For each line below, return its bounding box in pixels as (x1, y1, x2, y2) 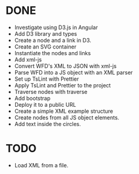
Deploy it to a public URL (14, 101, 76, 108)
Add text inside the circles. (14, 120, 81, 127)
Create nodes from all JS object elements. (14, 113, 120, 121)
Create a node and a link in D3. (14, 36, 92, 44)
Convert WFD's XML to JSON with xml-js (14, 62, 117, 70)
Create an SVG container (14, 43, 77, 50)
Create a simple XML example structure (14, 107, 113, 115)
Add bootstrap (14, 95, 51, 102)
